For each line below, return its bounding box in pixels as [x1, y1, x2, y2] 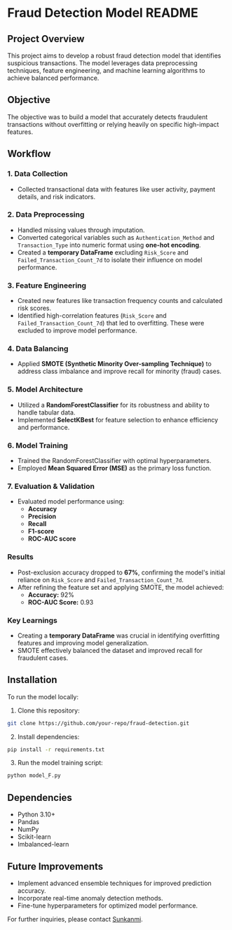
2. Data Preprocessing [7, 210, 85, 220]
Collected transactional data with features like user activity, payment [17, 184, 216, 194]
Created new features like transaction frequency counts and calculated [17, 297, 223, 305]
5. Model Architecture [7, 384, 83, 394]
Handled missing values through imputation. [17, 226, 145, 234]
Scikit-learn [17, 833, 51, 841]
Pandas [17, 818, 40, 826]
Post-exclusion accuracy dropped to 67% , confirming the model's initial [17, 568, 226, 577]
